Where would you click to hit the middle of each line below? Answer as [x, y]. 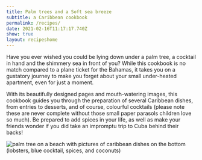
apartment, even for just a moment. [50, 82]
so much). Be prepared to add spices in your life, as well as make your [93, 120]
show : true [20, 34]
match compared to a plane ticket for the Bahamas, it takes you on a [91, 69]
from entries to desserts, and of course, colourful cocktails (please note [96, 107]
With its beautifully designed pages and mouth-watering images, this [92, 94]
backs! [14, 132]
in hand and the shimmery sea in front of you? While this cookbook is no [96, 63]
